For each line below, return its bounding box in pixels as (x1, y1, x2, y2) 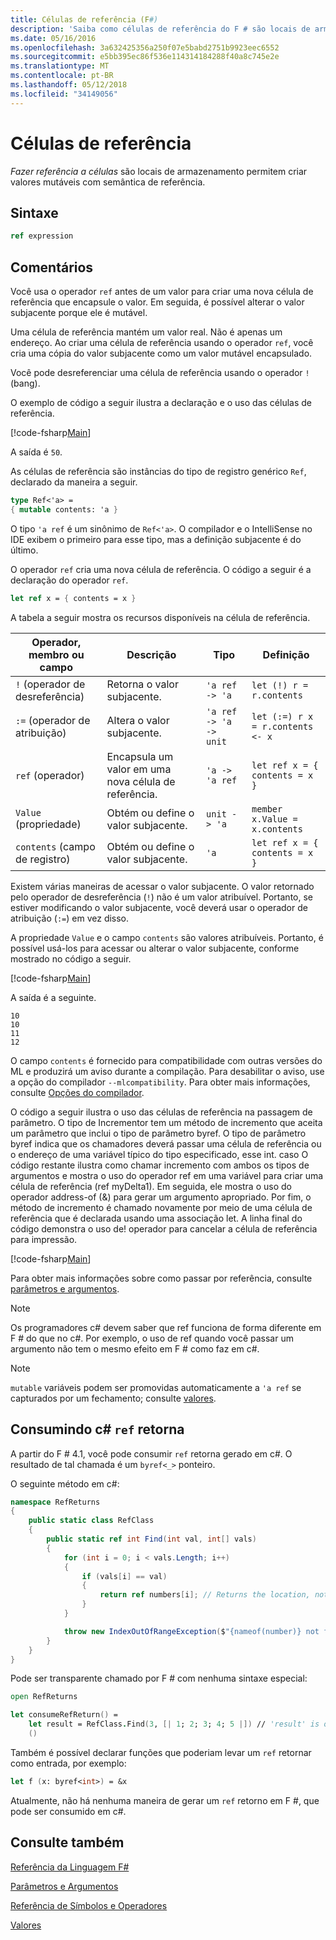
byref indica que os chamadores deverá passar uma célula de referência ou (10, 1137, 322, 1150)
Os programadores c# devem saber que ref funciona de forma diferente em (10, 1321, 322, 1333)
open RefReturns (10, 1692, 78, 1702)
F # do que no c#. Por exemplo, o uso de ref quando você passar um (10, 1332, 294, 1344)
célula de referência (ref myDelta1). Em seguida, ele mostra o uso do (10, 1180, 292, 1192)
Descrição (126, 647, 177, 661)
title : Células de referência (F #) (10, 14, 159, 25)
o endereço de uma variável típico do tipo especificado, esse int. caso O (10, 1148, 309, 1160)
